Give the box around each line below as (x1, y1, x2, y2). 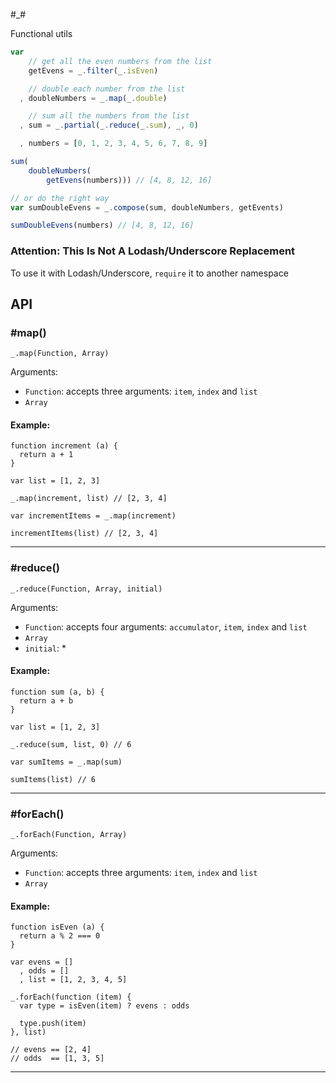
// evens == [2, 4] (10, 1045, 92, 1055)
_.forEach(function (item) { (10, 992, 132, 1003)
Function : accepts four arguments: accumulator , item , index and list (24, 620, 308, 633)
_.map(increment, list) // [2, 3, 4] (10, 494, 168, 504)
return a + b (19, 695, 74, 706)
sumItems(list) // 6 (10, 774, 97, 784)
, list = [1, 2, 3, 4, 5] (19, 975, 128, 985)
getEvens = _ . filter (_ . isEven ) (28, 65, 159, 76)
